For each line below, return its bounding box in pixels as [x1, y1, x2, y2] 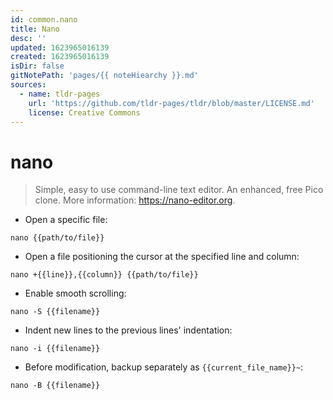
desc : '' [10, 33, 47, 43]
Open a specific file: [24, 214, 108, 226]
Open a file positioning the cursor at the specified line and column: [24, 251, 300, 263]
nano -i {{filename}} [10, 344, 101, 354]
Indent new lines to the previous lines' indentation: [24, 324, 233, 336]
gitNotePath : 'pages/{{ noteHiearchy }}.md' [10, 71, 199, 81]
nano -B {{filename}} [10, 381, 101, 391]
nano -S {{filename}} [10, 307, 101, 317]
